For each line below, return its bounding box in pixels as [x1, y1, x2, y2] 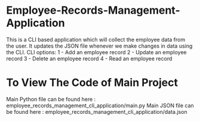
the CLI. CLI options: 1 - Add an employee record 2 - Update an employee [6, 48, 187, 55]
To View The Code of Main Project [6, 76, 178, 89]
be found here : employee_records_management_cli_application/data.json [6, 108, 187, 115]
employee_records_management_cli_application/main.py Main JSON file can [6, 102, 194, 109]
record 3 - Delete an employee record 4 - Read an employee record [6, 55, 173, 62]
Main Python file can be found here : [6, 95, 96, 103]
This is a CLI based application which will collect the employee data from [6, 36, 186, 43]
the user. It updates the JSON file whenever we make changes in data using [6, 42, 193, 49]
